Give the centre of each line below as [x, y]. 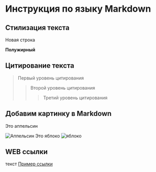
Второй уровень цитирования [63, 88]
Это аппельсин [22, 126]
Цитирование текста [40, 66]
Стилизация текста [37, 28]
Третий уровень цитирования [75, 98]
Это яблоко [48, 136]
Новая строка [20, 40]
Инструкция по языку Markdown [78, 9]
